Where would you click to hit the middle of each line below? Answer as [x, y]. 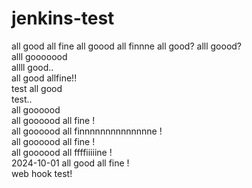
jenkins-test [63, 18]
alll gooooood [39, 56]
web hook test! [42, 173]
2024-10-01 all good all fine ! [70, 163]
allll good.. [32, 67]
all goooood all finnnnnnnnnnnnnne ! [87, 131]
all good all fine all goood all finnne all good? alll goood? [127, 46]
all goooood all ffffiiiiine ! [62, 152]
